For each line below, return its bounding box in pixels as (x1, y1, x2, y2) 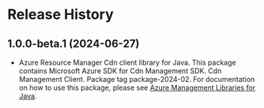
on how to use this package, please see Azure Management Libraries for (18, 83, 256, 92)
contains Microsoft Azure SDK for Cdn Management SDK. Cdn (18, 66, 222, 76)
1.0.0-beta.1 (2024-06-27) (7, 37, 140, 50)
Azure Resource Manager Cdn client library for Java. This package (18, 58, 236, 67)
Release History (7, 6, 114, 24)
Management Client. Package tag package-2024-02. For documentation (18, 75, 255, 84)
